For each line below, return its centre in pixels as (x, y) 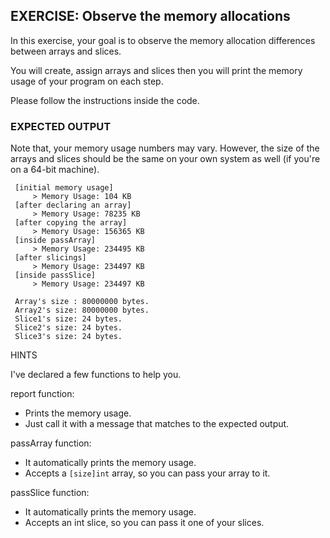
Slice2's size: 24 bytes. (68, 328)
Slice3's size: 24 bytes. (68, 337)
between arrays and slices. (66, 51)
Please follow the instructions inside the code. (105, 100)
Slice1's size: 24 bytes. (68, 319)
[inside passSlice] (55, 275)
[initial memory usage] (64, 188)
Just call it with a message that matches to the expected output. (157, 424)
